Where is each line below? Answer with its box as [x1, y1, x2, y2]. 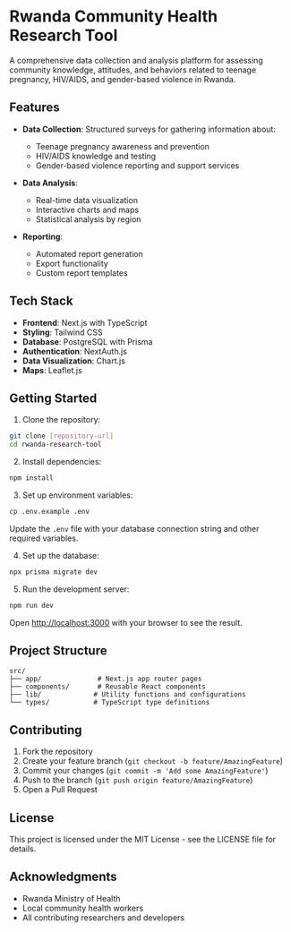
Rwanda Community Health [9, 6, 218, 27]
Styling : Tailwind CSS [21, 327, 103, 338]
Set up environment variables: [21, 490, 133, 500]
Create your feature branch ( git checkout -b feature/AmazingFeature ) [21, 756, 284, 766]
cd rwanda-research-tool [9, 440, 102, 449]
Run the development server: [21, 584, 130, 594]
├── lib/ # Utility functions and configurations [9, 690, 246, 699]
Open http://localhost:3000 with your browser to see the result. [9, 617, 244, 628]
